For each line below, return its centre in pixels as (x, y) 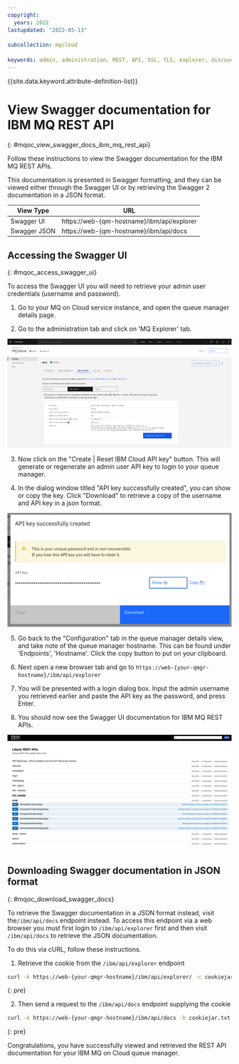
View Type (33, 211)
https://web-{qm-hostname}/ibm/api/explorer (129, 221)
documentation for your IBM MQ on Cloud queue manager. (93, 1053)
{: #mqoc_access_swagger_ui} (52, 272)
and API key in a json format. (59, 503)
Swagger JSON (33, 230)
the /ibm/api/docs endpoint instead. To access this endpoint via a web (110, 920)
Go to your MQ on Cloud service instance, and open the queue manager (123, 308)
